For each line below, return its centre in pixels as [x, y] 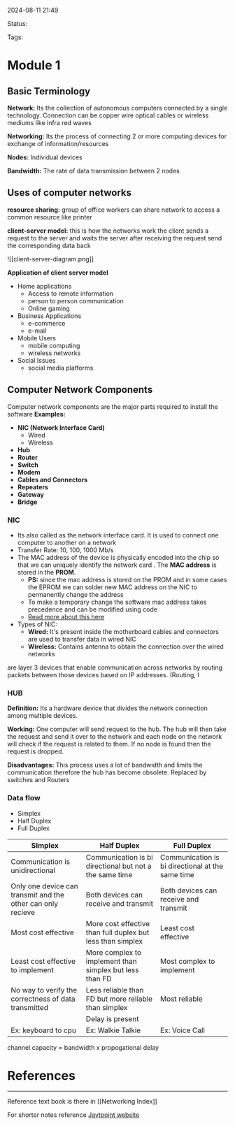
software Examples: [36, 414]
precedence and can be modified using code [92, 609]
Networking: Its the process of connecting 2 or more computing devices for [117, 136]
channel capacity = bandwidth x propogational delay [83, 1047]
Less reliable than [115, 990]
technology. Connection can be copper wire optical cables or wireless [108, 115]
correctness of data [43, 999]
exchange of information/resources [58, 144]
